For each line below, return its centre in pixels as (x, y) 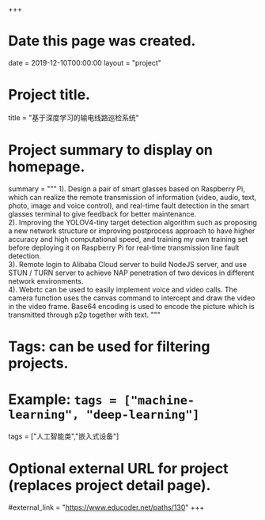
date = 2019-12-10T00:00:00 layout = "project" (85, 62)
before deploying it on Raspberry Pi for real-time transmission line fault (124, 247)
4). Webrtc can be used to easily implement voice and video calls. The (123, 289)
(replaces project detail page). (110, 486)
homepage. (47, 167)
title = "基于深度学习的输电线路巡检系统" (74, 117)
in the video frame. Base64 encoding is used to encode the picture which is (131, 306)
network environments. (46, 281)
